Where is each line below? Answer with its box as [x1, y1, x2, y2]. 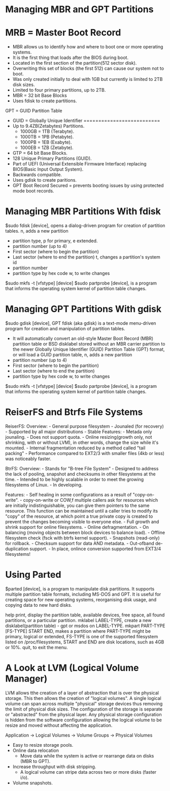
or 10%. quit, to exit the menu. [5, 644, 68, 650]
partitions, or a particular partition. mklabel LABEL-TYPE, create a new [5, 617, 152, 623]
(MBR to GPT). [20, 758, 51, 764]
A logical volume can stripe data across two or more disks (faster [20, 769, 157, 775]
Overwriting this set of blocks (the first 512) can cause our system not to [12, 65, 164, 72]
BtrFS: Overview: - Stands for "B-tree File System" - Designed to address [5, 465, 159, 471]
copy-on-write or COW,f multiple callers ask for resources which [23, 497, 158, 503]
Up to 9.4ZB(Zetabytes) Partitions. [12, 123, 85, 129]
